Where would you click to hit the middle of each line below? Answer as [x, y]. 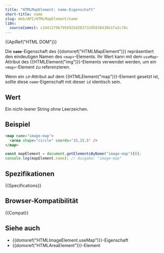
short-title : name [24, 14]
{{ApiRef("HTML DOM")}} [31, 42]
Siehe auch [23, 228]
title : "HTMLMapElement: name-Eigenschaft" [50, 10]
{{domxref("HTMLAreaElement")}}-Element [56, 245]
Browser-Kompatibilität [42, 201]
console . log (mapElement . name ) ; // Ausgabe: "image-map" [63, 158]
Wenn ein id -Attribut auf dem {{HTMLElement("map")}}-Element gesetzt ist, [82, 77]
